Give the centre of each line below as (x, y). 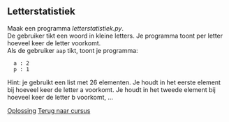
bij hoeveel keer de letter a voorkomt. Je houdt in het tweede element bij (112, 89)
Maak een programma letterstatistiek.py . (66, 28)
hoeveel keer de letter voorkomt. (54, 43)
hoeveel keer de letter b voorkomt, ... (60, 97)
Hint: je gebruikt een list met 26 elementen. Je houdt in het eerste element (114, 82)
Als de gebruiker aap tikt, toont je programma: (73, 50)
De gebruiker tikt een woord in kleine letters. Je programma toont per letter (115, 36)
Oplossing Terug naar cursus (49, 110)
